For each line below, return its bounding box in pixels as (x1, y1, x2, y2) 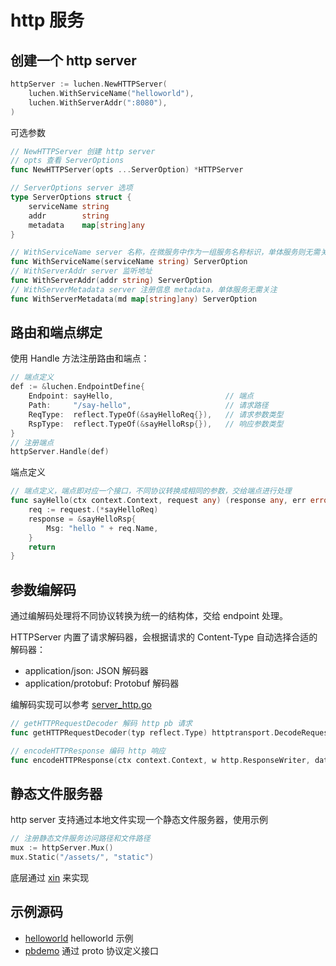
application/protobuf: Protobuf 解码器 (24, 677, 180, 690)
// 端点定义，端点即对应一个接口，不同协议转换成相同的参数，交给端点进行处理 (10, 486, 292, 496)
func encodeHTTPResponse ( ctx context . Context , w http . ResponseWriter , (10, 755, 311, 765)
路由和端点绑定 (10, 324, 103, 341)
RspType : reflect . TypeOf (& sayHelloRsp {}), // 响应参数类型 (28, 419, 284, 429)
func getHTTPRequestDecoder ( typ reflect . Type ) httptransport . (10, 728, 275, 738)
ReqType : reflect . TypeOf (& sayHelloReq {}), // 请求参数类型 (28, 409, 284, 420)
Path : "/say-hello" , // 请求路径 (28, 401, 269, 411)
